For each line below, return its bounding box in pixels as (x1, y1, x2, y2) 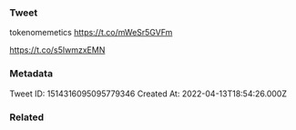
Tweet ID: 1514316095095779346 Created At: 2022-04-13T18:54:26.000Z (9, 88, 287, 99)
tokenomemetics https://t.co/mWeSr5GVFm (9, 27, 173, 38)
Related (9, 111, 45, 124)
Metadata (9, 67, 53, 80)
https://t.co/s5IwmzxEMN (9, 45, 106, 55)
